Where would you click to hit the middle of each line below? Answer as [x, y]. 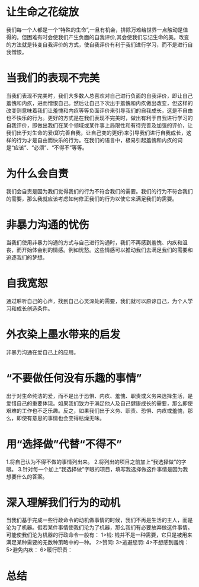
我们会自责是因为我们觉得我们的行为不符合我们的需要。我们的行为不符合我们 [99, 191]
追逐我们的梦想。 [27, 257]
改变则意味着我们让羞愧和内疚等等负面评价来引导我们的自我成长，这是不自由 [99, 110]
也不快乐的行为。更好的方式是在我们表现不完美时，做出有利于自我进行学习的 [99, 118]
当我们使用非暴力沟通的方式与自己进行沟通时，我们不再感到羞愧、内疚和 [94, 242]
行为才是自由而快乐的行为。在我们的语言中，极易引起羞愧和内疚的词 [99, 140]
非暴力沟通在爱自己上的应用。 [42, 352]
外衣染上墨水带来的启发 [63, 334]
